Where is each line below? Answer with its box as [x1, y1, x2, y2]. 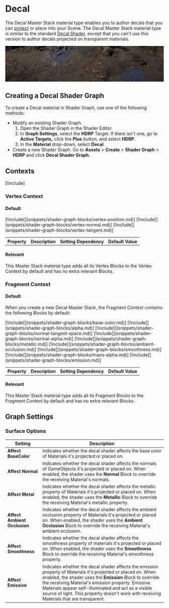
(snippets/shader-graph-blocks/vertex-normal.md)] [5, 222, 112, 228]
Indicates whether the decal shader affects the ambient [42, 506, 157, 513]
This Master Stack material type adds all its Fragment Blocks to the [5, 392, 144, 398]
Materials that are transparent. [42, 595, 105, 601]
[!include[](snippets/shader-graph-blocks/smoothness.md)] [37, 346, 162, 352]
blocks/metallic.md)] [5, 341, 48, 347]
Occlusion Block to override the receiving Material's [42, 523, 150, 529]
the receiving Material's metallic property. [42, 499, 129, 505]
